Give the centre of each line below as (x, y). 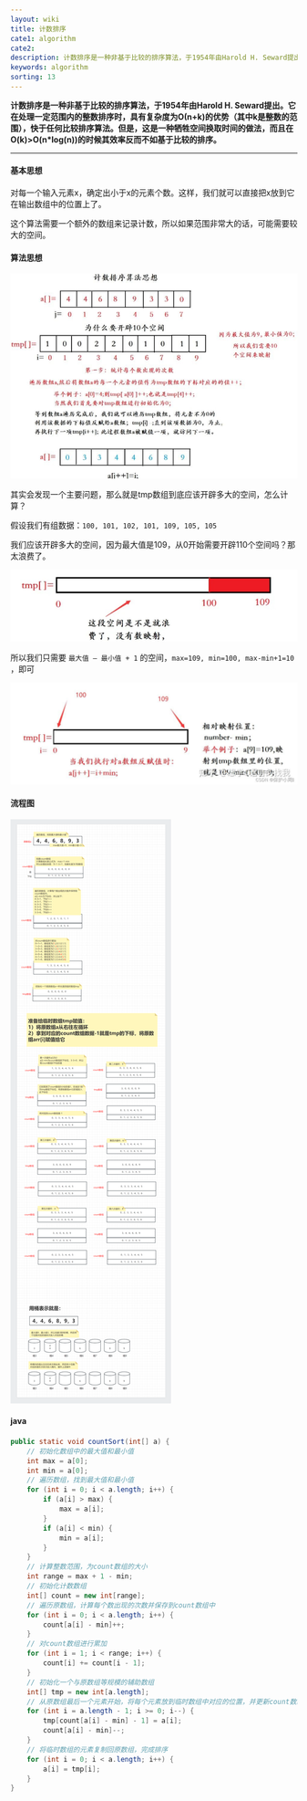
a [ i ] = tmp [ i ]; (72, 1769)
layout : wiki (35, 19)
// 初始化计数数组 (57, 1586)
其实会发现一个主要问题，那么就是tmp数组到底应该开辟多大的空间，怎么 (145, 495)
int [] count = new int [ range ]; (86, 1596)
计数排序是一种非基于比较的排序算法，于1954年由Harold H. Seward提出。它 (153, 105)
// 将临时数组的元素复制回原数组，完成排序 (97, 1749)
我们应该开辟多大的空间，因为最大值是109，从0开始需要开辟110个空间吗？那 (153, 545)
